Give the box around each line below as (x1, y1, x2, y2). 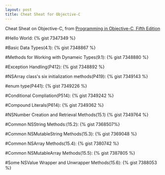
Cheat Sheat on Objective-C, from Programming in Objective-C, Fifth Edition (5, 25, 161, 31)
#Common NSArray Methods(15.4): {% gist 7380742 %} (5, 140, 120, 146)
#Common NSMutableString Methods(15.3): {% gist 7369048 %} (5, 131, 137, 136)
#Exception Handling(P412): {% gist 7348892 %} (5, 64, 105, 70)
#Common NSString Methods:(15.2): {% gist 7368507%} (5, 121, 120, 127)
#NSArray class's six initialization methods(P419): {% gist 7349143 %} (5, 73, 148, 79)
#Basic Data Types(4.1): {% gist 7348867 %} (5, 44, 96, 50)
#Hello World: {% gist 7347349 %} (5, 35, 76, 41)
